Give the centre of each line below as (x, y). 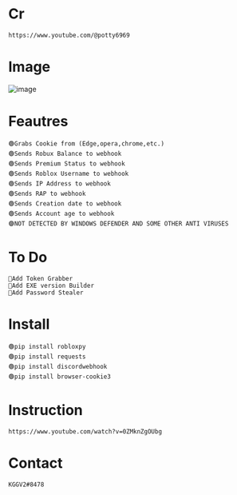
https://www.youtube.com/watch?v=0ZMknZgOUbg (85, 431)
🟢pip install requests (47, 357)
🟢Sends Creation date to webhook (65, 204)
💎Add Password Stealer (46, 293)
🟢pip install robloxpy (47, 346)
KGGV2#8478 (26, 485)
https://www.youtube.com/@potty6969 (69, 35)
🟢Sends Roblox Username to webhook (69, 174)
